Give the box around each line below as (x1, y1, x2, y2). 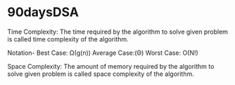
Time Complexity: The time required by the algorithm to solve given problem (7, 27, 229, 36)
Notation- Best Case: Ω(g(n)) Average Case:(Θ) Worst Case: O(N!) (7, 48, 198, 57)
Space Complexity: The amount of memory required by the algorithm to (7, 62, 215, 70)
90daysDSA (7, 4, 80, 20)
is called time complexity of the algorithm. (7, 34, 129, 43)
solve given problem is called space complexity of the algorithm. (7, 70, 195, 78)
